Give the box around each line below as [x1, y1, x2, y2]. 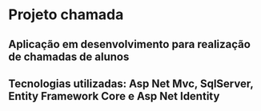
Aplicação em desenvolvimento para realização [8, 38, 251, 51]
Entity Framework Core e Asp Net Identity [8, 89, 220, 103]
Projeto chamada [8, 6, 124, 24]
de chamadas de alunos [8, 50, 130, 63]
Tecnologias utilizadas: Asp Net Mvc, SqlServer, [8, 77, 254, 90]
